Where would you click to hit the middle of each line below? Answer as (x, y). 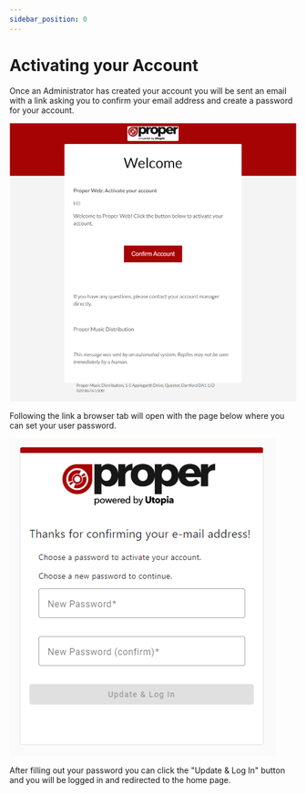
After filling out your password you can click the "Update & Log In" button (147, 770)
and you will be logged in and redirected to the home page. (120, 780)
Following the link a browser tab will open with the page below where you (147, 416)
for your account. (42, 110)
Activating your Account (104, 65)
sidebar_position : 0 (49, 19)
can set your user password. (63, 426)
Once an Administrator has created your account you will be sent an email (148, 90)
